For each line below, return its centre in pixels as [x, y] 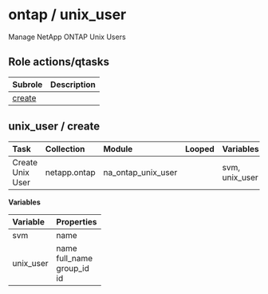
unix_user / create [54, 127]
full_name [75, 258]
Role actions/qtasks [59, 62]
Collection [65, 149]
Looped [200, 149]
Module [118, 149]
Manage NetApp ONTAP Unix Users [67, 37]
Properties [77, 221]
